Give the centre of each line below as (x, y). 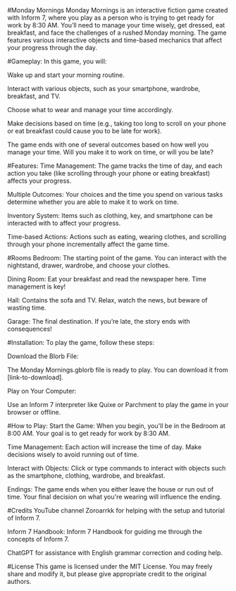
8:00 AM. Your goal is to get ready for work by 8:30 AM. (89, 433)
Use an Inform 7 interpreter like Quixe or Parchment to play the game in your (118, 404)
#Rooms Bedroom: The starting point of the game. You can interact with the (117, 258)
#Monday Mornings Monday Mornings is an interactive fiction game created (118, 10)
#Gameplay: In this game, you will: (57, 61)
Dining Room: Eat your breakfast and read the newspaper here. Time (107, 279)
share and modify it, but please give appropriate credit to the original (107, 574)
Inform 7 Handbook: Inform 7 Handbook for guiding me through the (105, 531)
